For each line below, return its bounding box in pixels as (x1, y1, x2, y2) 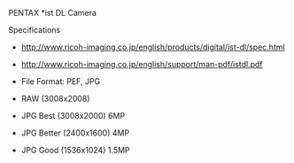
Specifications (8, 25, 61, 35)
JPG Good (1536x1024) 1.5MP (20, 145, 130, 155)
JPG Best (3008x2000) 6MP (20, 111, 126, 120)
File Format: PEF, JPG (20, 76, 101, 87)
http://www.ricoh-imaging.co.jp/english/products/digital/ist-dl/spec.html (20, 42, 285, 52)
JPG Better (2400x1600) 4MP (20, 128, 130, 138)
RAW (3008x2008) (20, 93, 90, 104)
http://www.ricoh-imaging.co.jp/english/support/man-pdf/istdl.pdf (20, 59, 263, 69)
